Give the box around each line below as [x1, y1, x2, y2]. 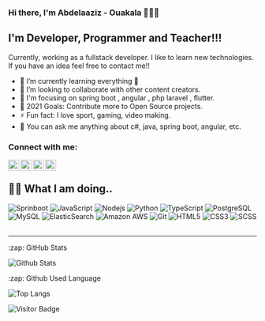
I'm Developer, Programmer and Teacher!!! [8, 32, 222, 45]
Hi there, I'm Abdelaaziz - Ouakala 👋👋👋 [8, 7, 160, 18]
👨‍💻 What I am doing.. [8, 182, 113, 196]
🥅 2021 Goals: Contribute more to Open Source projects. [19, 101, 203, 111]
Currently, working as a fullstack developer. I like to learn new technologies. [8, 52, 254, 62]
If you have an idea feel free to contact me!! [8, 61, 150, 70]
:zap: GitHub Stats [8, 243, 68, 252]
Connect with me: [8, 142, 78, 153]
